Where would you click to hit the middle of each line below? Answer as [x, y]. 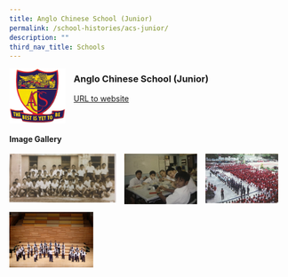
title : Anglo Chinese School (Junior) [81, 19]
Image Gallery [36, 138]
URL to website [101, 99]
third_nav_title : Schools [57, 47]
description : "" [39, 37]
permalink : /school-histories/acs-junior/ [89, 28]
